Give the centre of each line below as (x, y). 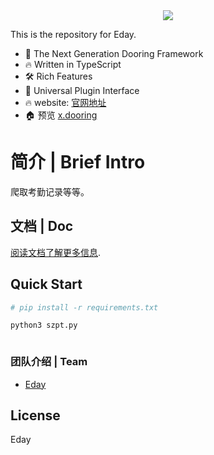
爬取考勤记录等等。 (50, 191)
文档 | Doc (42, 226)
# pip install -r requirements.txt (84, 307)
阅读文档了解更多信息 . (56, 252)
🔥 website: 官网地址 (65, 102)
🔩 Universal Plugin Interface (82, 90)
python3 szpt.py (44, 325)
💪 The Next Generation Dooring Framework (114, 53)
